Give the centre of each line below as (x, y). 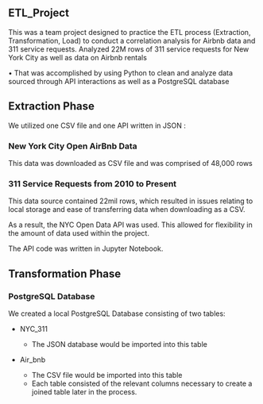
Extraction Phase (52, 106)
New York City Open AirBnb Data (73, 146)
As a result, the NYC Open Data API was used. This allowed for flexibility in (130, 225)
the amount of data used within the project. (79, 233)
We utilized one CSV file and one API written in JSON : (97, 125)
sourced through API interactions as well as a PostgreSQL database (119, 81)
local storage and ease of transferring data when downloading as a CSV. (127, 210)
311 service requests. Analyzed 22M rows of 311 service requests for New (129, 49)
